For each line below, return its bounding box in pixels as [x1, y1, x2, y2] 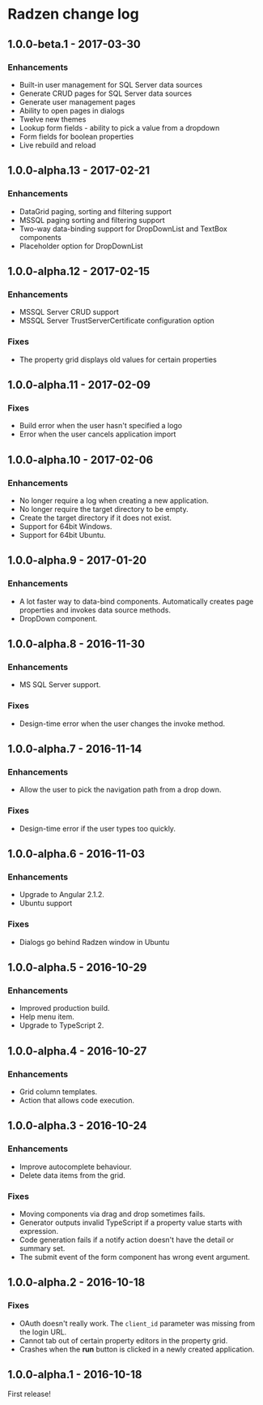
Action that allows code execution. [19, 1095, 135, 1105]
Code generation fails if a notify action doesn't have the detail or [19, 1235, 234, 1244]
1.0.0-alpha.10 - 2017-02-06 [7, 453, 154, 466]
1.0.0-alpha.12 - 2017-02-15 [7, 264, 151, 278]
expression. [19, 1226, 58, 1235]
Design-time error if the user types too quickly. [19, 823, 176, 833]
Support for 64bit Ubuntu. [19, 530, 106, 539]
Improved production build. [19, 1003, 110, 1013]
